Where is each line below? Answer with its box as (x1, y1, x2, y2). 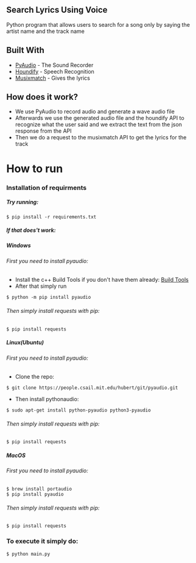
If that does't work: (6, 226, 56, 234)
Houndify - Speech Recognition (15, 68, 94, 75)
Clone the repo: (15, 373, 55, 380)
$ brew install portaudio (6, 486, 72, 492)
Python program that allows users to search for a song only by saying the (6, 21, 191, 28)
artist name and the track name (6, 27, 85, 35)
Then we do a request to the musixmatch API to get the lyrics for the (15, 134, 187, 141)
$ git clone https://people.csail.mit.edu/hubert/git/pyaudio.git (6, 385, 178, 391)
